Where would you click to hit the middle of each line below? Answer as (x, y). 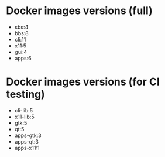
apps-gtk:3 (28, 135)
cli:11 (20, 39)
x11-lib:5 (24, 117)
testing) (25, 94)
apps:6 (23, 58)
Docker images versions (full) (80, 11)
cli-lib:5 (24, 110)
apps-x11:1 (27, 148)
